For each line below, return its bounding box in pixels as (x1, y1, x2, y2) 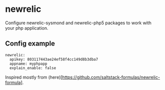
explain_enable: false (9, 65, 56, 70)
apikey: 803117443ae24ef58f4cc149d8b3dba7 (9, 57, 98, 62)
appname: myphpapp (9, 61, 48, 66)
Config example (5, 40, 55, 48)
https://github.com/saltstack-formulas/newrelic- (62, 74, 161, 80)
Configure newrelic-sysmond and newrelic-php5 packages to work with (5, 20, 152, 26)
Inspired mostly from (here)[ (5, 74, 63, 80)
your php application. (5, 25, 48, 31)
